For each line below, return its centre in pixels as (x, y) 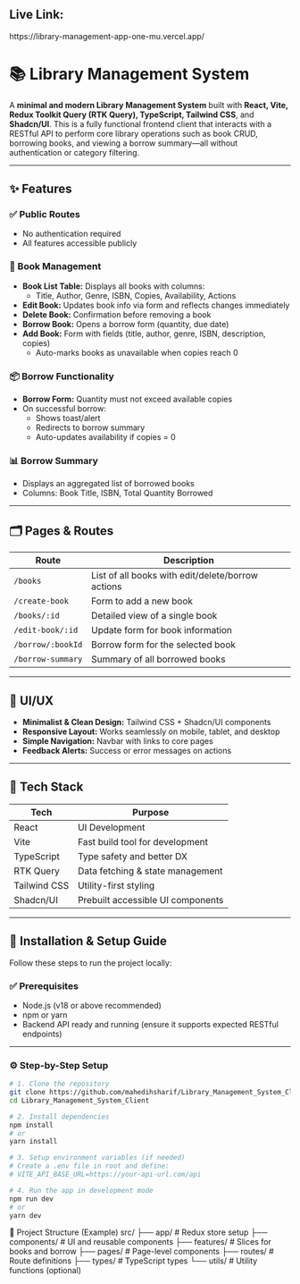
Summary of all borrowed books (158, 659)
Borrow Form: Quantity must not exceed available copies (127, 399)
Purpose (151, 812)
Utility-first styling (116, 885)
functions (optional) (46, 1271)
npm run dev (31, 1199)
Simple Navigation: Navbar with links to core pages (118, 740)
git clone (28, 1093)
